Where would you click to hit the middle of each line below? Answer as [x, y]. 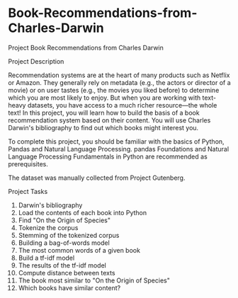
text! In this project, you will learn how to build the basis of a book [104, 113]
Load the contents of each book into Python [83, 212]
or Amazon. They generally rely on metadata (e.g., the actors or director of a [119, 82]
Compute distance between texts [67, 273]
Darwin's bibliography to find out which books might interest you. [103, 127]
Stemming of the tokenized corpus [69, 235]
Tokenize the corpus [48, 227]
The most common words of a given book [79, 250]
